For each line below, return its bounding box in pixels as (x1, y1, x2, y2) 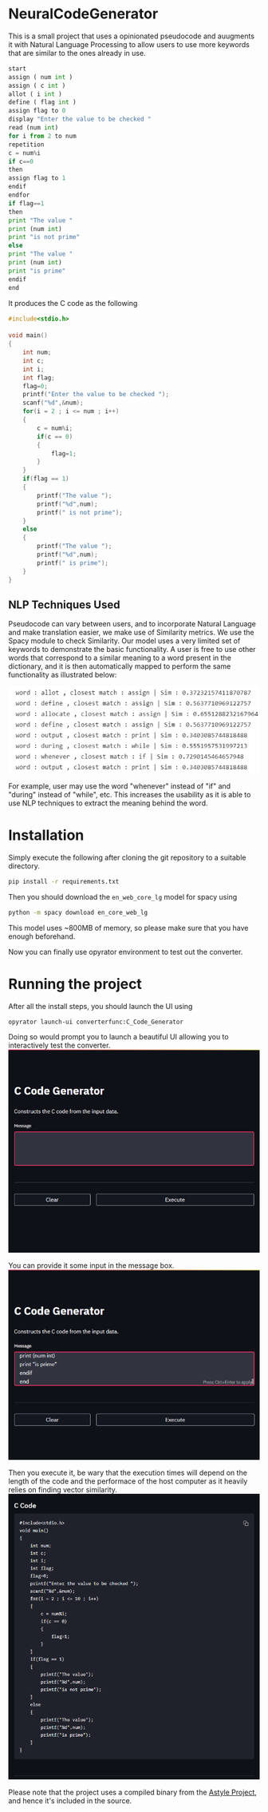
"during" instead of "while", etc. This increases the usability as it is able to (8, 789, 251, 799)
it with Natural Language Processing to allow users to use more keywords (8, 39, 250, 49)
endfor (8, 191, 30, 200)
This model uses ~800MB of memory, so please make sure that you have (8, 923, 249, 932)
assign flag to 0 (8, 107, 66, 115)
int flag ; (22, 373, 56, 382)
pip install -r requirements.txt (8, 877, 120, 885)
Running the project (8, 975, 142, 993)
